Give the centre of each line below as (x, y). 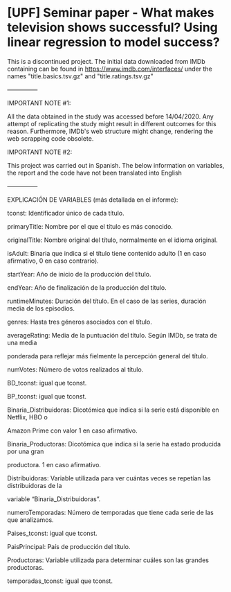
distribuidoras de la (35, 485)
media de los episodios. (41, 308)
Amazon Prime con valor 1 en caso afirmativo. (73, 430)
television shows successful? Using (112, 27)
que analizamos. (30, 520)
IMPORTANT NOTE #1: (39, 103)
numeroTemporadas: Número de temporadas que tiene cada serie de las (111, 512)
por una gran (26, 451)
